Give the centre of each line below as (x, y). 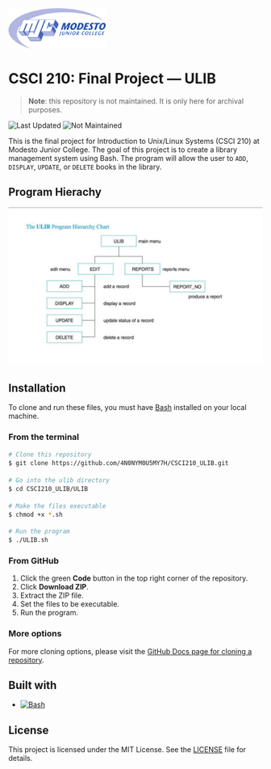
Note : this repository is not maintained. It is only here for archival (136, 101)
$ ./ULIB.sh (28, 540)
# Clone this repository (50, 455)
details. (21, 758)
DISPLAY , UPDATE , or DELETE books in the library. (85, 167)
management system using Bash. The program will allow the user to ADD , (128, 158)
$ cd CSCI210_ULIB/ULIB (48, 488)
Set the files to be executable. (69, 604)
